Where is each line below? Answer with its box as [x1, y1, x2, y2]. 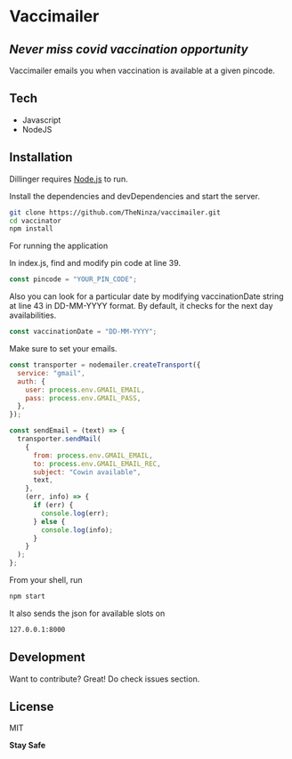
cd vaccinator [9, 216, 62, 225]
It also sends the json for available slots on [9, 608, 166, 618]
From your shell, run [9, 575, 83, 585]
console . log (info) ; [41, 525, 114, 535]
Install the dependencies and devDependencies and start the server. [9, 190, 261, 201]
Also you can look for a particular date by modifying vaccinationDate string [9, 291, 284, 302]
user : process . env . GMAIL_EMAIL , [25, 385, 145, 394]
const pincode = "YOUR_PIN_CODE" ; [9, 275, 138, 284]
